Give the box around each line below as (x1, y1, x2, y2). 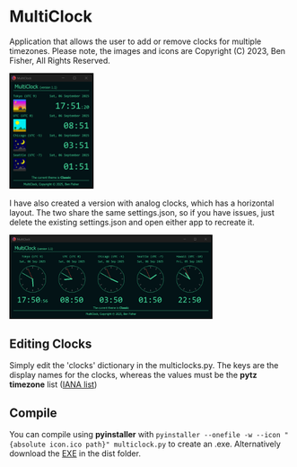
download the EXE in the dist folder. (9, 448, 142, 459)
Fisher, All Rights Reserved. (9, 55, 110, 66)
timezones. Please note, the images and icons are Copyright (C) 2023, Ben (9, 45, 285, 56)
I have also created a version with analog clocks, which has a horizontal (9, 198, 275, 208)
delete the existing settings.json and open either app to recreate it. (9, 216, 256, 227)
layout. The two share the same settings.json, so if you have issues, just (9, 207, 275, 217)
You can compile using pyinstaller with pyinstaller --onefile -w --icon (9, 429, 281, 440)
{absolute (9, 440, 47, 450)
